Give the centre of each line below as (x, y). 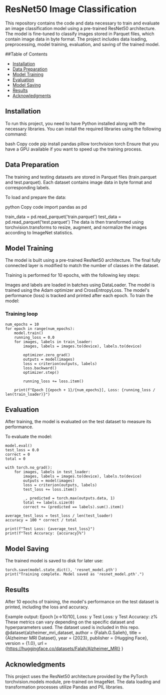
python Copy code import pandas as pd (46, 207)
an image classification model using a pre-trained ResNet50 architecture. (80, 28)
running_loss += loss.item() (53, 381)
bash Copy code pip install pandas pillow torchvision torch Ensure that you (82, 144)
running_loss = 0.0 (34, 337)
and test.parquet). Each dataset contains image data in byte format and (78, 182)
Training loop (22, 314)
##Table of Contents (26, 54)
